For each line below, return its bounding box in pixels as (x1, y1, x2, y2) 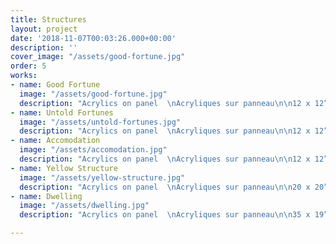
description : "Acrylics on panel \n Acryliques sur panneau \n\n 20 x (19, 182, 311, 192)
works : (10, 71, 38, 81)
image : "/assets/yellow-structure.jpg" (19, 172, 186, 183)
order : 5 (10, 61, 47, 71)
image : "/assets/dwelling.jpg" (19, 201, 150, 211)
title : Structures (10, 14, 87, 25)
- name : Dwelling (10, 191, 83, 201)
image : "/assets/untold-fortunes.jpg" (19, 117, 182, 127)
